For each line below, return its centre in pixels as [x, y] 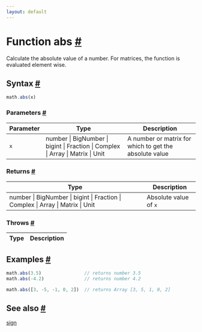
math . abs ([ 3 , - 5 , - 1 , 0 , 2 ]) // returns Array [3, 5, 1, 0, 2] [88, 289]
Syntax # [23, 83]
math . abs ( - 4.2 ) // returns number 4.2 [74, 278]
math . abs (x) [21, 97]
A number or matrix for [159, 138]
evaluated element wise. [36, 64]
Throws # [20, 223]
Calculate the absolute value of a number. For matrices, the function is [93, 58]
